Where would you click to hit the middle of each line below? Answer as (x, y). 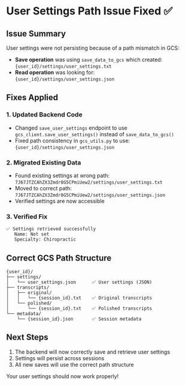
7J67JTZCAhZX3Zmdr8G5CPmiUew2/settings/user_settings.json (90, 195)
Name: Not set (32, 234)
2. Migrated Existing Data (44, 162)
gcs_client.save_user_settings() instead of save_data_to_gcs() (95, 134)
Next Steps (27, 337)
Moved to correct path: (43, 188)
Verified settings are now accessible (60, 201)
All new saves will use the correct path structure (74, 364)
